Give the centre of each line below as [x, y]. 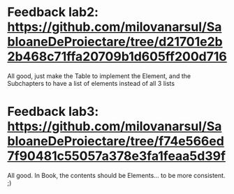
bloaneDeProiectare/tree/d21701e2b [115, 42]
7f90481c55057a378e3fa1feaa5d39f [116, 156]
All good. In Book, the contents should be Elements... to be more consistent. [116, 175]
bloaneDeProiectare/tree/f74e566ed [116, 141]
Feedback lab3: [53, 112]
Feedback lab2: [53, 12]
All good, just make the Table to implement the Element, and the [99, 76]
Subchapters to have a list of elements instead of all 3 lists [91, 83]
